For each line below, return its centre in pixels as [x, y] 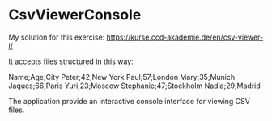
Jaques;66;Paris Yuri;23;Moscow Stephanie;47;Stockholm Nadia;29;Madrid [134, 86]
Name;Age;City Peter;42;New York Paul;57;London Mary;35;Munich [122, 77]
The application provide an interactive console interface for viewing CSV [130, 101]
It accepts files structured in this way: [71, 61]
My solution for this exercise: [57, 37]
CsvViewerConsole [75, 15]
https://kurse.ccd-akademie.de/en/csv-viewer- [185, 37]
